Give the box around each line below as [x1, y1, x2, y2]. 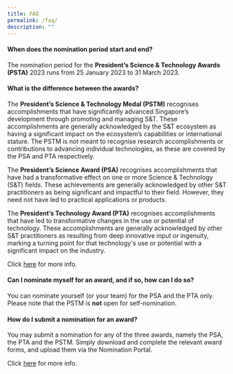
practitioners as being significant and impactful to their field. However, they [7, 187, 224, 196]
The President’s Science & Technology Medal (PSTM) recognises [7, 100, 199, 108]
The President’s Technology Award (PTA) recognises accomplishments [7, 208, 216, 218]
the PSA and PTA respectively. [7, 152, 95, 160]
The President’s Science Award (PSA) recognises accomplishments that [7, 166, 218, 174]
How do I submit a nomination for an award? [7, 315, 138, 323]
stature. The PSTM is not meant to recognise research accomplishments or [7, 137, 224, 145]
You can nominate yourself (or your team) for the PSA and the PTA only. [7, 291, 215, 300]
